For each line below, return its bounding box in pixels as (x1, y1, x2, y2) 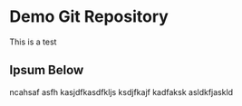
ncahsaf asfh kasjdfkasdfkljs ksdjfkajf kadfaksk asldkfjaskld (9, 86, 234, 97)
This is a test (9, 36, 57, 47)
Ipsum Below (9, 63, 84, 78)
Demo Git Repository (9, 6, 169, 27)
